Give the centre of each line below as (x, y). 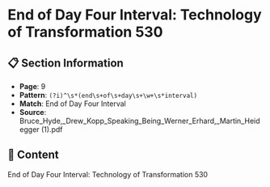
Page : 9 (32, 86)
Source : (33, 112)
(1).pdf (52, 130)
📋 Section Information (66, 63)
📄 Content (34, 155)
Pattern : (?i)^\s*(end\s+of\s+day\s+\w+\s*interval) (108, 95)
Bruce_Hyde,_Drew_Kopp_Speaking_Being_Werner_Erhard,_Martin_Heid (139, 121)
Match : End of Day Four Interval (72, 104)
